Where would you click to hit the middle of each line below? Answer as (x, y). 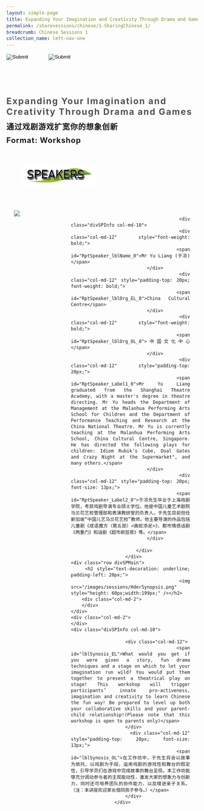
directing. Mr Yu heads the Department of (130, 402)
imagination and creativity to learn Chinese (130, 697)
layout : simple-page (32, 13)
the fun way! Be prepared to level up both (130, 703)
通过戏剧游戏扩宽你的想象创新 (62, 127)
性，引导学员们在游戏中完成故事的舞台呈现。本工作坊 (128, 771)
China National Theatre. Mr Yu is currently (130, 426)
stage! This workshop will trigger (130, 684)
